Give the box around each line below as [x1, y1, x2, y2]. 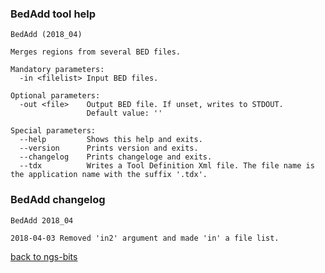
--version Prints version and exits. [19, 143, 199, 154]
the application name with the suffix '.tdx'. [10, 170, 208, 180]
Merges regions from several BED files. [10, 47, 182, 57]
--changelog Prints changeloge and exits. [19, 152, 213, 162]
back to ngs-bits [10, 250, 78, 262]
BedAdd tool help [10, 7, 97, 21]
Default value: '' [86, 108, 163, 119]
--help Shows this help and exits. [19, 135, 203, 145]
